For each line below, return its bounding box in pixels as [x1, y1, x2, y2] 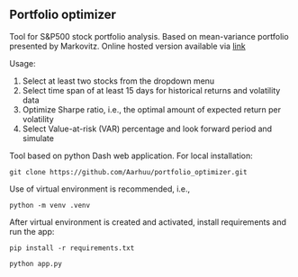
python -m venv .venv [9, 201, 91, 210]
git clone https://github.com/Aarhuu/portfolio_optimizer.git [9, 167, 248, 176]
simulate [22, 132, 54, 143]
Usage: [9, 58, 36, 68]
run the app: [9, 226, 55, 237]
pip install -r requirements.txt [9, 243, 135, 253]
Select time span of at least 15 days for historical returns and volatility [22, 85, 281, 95]
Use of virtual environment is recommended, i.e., [9, 183, 191, 194]
